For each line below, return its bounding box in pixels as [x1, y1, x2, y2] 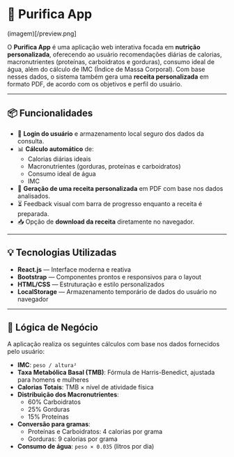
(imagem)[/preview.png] [7, 29, 77, 38]
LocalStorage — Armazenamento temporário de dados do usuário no [17, 287, 217, 295]
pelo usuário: [7, 348, 45, 356]
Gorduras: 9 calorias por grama [27, 435, 118, 443]
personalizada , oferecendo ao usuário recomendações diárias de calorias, [7, 50, 222, 59]
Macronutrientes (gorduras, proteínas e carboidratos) [27, 162, 181, 170]
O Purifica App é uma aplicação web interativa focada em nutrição [7, 42, 201, 51]
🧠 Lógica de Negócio [7, 321, 99, 333]
